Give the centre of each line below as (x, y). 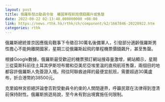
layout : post (18, 10)
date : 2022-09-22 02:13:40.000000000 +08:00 (51, 19)
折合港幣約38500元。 (35, 78)
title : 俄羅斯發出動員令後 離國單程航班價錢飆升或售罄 (55, 14)
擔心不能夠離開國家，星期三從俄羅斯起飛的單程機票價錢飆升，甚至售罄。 (82, 49)
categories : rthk (23, 28)
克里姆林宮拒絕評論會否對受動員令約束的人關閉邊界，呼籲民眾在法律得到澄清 (82, 88)
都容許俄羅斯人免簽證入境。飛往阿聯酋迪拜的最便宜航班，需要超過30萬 (77, 71)
